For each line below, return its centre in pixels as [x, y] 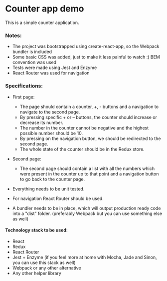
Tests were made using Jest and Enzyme [55, 67]
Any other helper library [37, 273]
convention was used [34, 62]
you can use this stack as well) [44, 262]
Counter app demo [45, 9]
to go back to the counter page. [52, 179]
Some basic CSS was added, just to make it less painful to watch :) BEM [86, 57]
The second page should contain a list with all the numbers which [87, 168]
